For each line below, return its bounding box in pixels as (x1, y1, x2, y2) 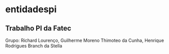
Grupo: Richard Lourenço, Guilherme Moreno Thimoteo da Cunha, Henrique (5, 37, 164, 43)
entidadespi (5, 4, 57, 15)
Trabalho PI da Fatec (5, 24, 71, 33)
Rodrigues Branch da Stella (5, 43, 63, 49)
